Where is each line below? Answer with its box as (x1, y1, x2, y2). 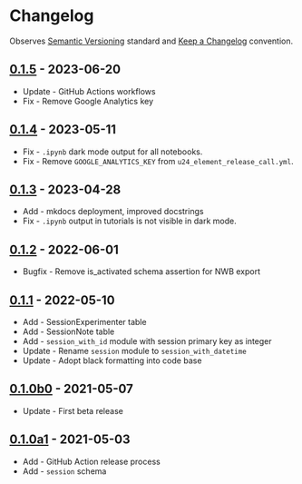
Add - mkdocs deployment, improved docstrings (22, 206, 204, 217)
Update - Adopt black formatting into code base (22, 355, 202, 366)
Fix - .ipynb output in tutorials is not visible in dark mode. (22, 215, 238, 227)
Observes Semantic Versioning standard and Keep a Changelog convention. (9, 35, 294, 46)
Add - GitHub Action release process (22, 456, 161, 467)
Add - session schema (22, 465, 107, 477)
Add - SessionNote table (22, 326, 115, 337)
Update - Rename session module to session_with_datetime (22, 346, 247, 356)
